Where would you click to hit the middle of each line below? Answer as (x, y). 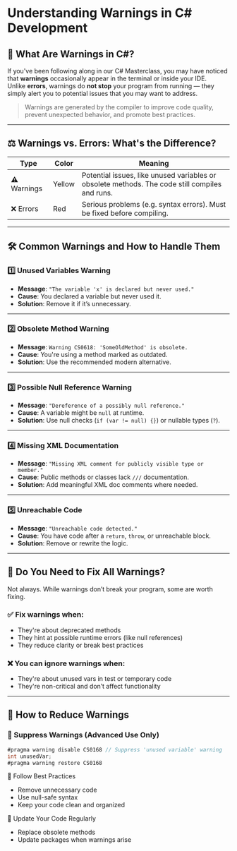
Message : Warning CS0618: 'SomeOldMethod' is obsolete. (103, 346)
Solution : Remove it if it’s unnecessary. (74, 303)
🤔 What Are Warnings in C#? (71, 54)
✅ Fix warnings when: (45, 615)
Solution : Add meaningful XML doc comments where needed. (108, 485)
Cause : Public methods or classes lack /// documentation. (103, 477)
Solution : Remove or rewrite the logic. (73, 543)
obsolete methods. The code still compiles (152, 183)
